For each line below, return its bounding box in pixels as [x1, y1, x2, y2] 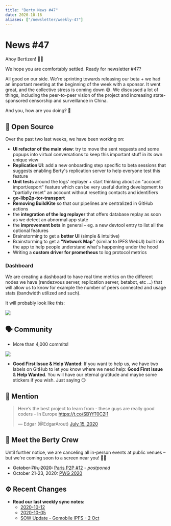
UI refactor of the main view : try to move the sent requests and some [12, 146, 159, 152]
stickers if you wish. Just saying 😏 [12, 377, 86, 383]
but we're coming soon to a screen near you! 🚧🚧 [5, 454, 107, 461]
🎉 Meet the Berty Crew [5, 436, 79, 445]
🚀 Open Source [5, 122, 54, 131]
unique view [12, 157, 39, 163]
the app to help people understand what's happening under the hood [12, 244, 158, 250]
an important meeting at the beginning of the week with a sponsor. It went [5, 81, 161, 88]
